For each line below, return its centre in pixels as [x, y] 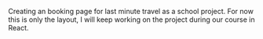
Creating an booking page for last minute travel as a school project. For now [131, 11]
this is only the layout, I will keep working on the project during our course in [131, 19]
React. [18, 28]
